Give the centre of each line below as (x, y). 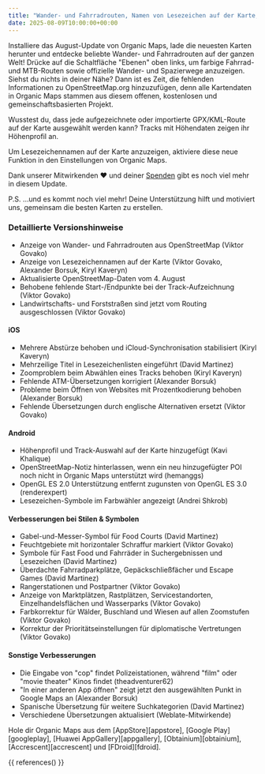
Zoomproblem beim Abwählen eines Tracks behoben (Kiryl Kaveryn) (131, 373)
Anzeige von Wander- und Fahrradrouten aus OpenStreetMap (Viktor (132, 245)
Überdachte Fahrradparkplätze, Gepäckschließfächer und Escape (127, 570)
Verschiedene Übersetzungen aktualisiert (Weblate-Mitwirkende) (125, 715)
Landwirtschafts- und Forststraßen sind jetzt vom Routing (113, 303)
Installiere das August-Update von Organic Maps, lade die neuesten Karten (130, 45)
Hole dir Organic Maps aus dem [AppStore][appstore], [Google (110, 730)
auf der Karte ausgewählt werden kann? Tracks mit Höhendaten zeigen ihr (129, 128)
